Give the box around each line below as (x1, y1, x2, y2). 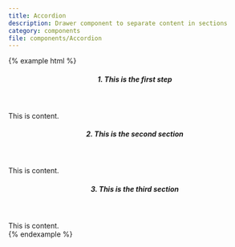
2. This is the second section (85, 129, 184, 139)
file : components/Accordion (8, 34, 103, 43)
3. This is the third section (91, 184, 179, 194)
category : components (8, 26, 81, 34)
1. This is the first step (97, 74, 172, 84)
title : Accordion (8, 11, 67, 20)
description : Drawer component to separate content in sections (8, 19, 228, 27)
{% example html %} (8, 56, 77, 66)
